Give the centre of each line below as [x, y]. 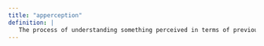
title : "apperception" [45, 15]
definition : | [31, 23]
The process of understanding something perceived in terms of [124, 30]
